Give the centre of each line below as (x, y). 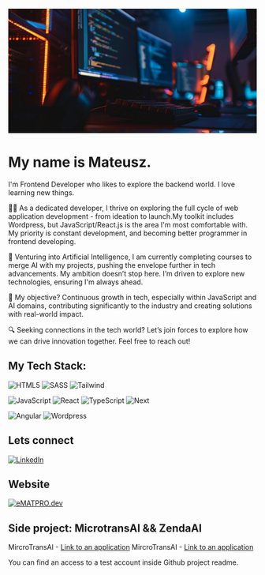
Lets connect (41, 440)
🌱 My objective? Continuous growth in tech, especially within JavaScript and (132, 297)
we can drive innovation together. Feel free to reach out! (99, 341)
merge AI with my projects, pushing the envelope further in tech (112, 265)
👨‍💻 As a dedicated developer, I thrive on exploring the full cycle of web (123, 208)
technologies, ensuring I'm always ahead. (76, 282)
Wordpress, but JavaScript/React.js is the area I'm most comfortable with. (128, 224)
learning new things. (41, 192)
